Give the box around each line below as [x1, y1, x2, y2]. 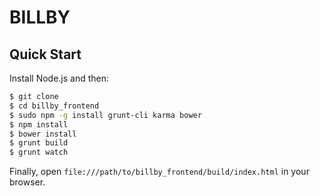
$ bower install [9, 129, 77, 139]
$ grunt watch [9, 147, 69, 158]
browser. [9, 176, 46, 188]
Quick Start [9, 46, 82, 63]
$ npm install [9, 119, 69, 130]
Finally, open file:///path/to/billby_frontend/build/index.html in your [9, 166, 310, 178]
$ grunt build [9, 138, 69, 148]
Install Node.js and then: [9, 72, 110, 84]
